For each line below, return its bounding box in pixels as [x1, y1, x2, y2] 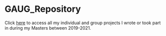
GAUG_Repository [4, 3, 81, 15]
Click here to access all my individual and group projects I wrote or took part [4, 20, 161, 26]
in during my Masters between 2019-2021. [4, 25, 91, 31]
